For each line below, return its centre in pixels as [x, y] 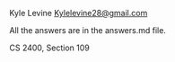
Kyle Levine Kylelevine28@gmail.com [79, 13]
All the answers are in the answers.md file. [87, 30]
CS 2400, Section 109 [49, 48]
